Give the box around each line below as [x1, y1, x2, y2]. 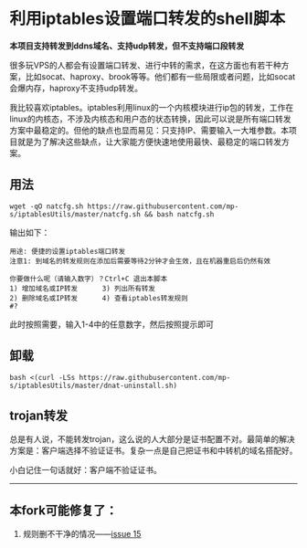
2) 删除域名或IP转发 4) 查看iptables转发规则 [9, 293, 189, 302]
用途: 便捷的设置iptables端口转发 [9, 247, 126, 256]
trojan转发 [9, 407, 69, 423]
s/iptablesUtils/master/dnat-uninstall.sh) [9, 381, 178, 390]
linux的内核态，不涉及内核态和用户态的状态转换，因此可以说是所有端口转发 [9, 113, 291, 124]
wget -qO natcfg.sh [9, 202, 84, 211]
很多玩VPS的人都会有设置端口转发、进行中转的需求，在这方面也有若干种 [9, 59, 281, 70]
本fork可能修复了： [9, 502, 118, 518]
